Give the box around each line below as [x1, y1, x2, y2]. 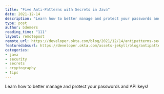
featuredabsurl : [5, 43, 38, 48]
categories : [5, 47, 29, 52]
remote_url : [5, 39, 29, 44]
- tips [5, 70, 19, 75]
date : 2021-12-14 [5, 12, 41, 16]
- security [5, 57, 27, 62]
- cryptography [5, 66, 36, 71]
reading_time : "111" [5, 30, 47, 34]
